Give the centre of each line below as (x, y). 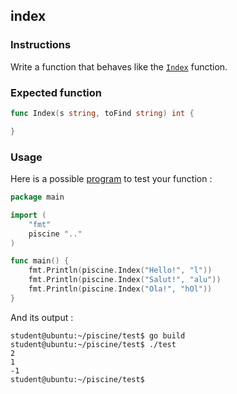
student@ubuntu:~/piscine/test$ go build (98, 335)
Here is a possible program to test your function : (111, 179)
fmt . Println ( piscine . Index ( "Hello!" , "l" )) (120, 270)
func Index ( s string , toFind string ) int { (102, 113)
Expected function (56, 92)
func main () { (40, 261)
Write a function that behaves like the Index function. (119, 66)
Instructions (41, 45)
